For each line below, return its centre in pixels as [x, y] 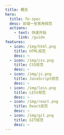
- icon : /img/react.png [34, 102]
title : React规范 [31, 106]
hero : [11, 14]
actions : [18, 28]
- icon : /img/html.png [33, 46]
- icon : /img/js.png [31, 74]
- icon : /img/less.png [33, 88]
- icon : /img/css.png [32, 60]
